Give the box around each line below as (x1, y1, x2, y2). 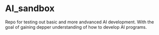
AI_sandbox (5, 3, 55, 14)
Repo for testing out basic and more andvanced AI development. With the (5, 19, 154, 25)
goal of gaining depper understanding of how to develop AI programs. (5, 24, 147, 30)
